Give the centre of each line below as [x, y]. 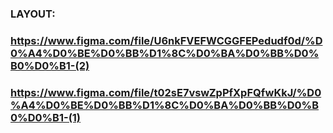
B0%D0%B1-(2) [50, 65]
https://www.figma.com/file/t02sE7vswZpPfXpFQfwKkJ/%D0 [166, 92]
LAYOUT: [33, 14]
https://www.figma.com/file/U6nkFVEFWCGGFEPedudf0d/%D [166, 40]
